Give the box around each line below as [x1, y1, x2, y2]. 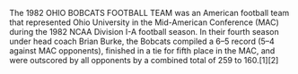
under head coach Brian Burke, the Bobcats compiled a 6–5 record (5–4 [9, 36, 276, 46]
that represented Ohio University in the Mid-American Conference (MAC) [9, 17, 280, 28]
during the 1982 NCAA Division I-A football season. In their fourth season [9, 27, 280, 37]
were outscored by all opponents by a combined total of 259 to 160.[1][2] [9, 55, 279, 65]
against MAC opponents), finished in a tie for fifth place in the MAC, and [9, 45, 276, 56]
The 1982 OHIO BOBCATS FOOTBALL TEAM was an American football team [9, 8, 290, 18]
